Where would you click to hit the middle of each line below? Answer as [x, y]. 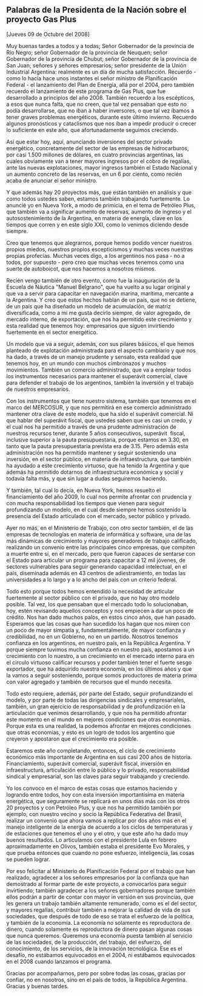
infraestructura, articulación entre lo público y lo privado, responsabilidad [98, 770]
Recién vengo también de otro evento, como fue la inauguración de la [93, 280]
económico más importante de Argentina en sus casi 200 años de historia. [99, 757]
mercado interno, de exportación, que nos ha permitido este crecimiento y [99, 319]
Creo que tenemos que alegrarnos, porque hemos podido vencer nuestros [99, 243]
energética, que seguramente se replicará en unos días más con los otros [98, 801]
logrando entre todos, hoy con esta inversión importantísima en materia [95, 794]
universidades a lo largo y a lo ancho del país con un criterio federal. [92, 579]
